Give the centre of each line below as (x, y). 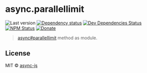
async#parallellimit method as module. (57, 38)
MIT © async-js (21, 65)
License (18, 53)
